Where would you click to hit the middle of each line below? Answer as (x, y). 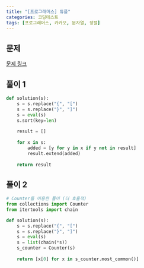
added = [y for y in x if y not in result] (82, 148)
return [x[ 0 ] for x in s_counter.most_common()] (78, 259)
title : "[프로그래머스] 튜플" (39, 12)
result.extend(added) (54, 153)
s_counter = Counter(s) (46, 248)
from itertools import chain (42, 209)
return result (34, 165)
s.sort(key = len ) (37, 120)
